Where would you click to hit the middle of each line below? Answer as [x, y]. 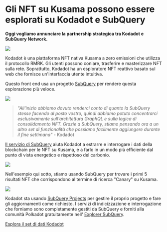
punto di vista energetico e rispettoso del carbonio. [58, 155]
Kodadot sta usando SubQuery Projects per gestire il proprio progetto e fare [83, 198]
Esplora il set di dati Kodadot [34, 224]
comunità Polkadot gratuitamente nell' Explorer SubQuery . [65, 214]
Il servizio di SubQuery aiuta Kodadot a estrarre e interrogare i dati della [79, 144]
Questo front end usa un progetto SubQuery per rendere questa [71, 83]
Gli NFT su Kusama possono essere [80, 9]
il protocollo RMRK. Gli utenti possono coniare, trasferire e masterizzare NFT [83, 63]
